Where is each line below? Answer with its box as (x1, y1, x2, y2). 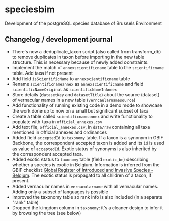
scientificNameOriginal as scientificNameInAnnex (12, 86, 117, 92)
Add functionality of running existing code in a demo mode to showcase (12, 102, 162, 108)
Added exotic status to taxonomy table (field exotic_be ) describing (12, 156, 149, 162)
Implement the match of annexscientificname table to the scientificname (12, 64, 164, 70)
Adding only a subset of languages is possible (12, 189, 108, 195)
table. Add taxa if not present (12, 70, 73, 76)
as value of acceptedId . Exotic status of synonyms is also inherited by (12, 145, 157, 152)
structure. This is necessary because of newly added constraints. (12, 59, 149, 65)
